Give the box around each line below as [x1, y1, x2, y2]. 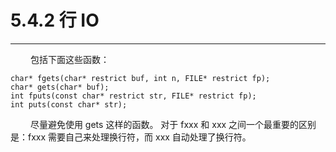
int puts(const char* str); [10, 99, 128, 110]
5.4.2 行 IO [10, 9, 100, 32]
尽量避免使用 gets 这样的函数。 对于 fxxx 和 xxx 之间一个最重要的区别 [29, 118, 317, 130]
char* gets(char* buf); [10, 82, 110, 92]
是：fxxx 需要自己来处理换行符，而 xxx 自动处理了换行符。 [10, 131, 252, 143]
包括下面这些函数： [29, 53, 110, 65]
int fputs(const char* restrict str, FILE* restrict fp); [10, 91, 257, 101]
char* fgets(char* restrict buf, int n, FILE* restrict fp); [10, 73, 271, 83]
